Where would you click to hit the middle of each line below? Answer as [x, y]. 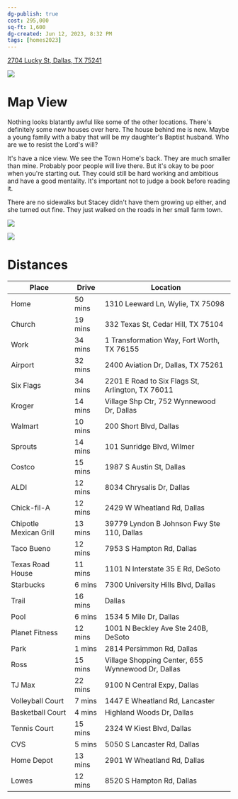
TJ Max [23, 685]
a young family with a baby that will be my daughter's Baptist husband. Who [118, 137]
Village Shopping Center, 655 [154, 660]
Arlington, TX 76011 [139, 390]
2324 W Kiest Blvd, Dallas [148, 728]
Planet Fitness [34, 633]
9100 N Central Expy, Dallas [152, 685]
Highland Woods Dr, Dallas [149, 712]
